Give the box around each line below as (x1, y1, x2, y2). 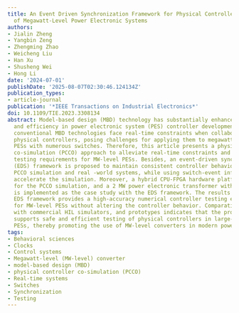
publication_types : (7, 90, 65, 97)
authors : (7, 23, 33, 31)
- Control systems (7, 248, 62, 256)
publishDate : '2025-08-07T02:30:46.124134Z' (7, 83, 142, 90)
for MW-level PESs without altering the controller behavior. (14, 202, 202, 210)
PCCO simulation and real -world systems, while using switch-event (14, 169, 221, 176)
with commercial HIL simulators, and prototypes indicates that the (14, 209, 221, 216)
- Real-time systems (7, 275, 69, 282)
